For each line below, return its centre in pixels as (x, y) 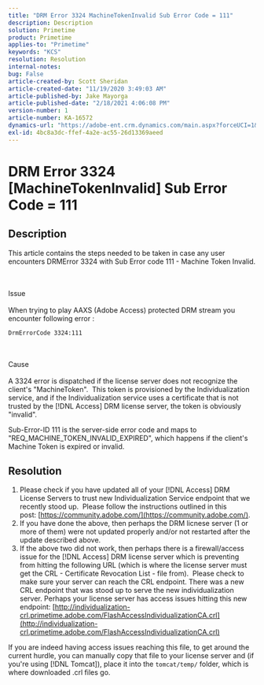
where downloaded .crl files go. (59, 672)
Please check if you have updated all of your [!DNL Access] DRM (125, 490)
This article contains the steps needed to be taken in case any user (117, 253)
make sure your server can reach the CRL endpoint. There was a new (132, 582)
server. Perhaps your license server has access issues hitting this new (133, 598)
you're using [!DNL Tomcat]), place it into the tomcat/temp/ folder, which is (128, 664)
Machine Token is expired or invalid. (66, 446)
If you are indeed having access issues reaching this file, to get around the (129, 647)
